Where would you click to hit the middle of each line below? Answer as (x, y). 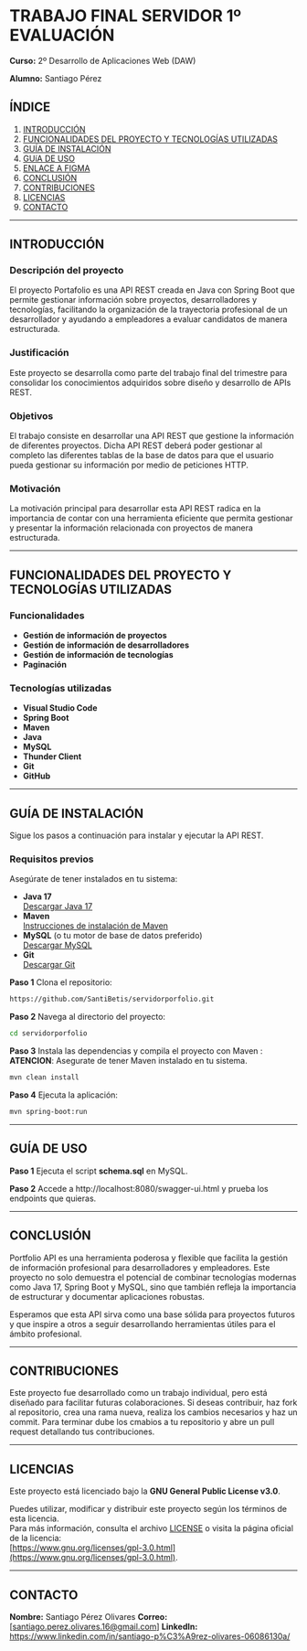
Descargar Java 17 (58, 906)
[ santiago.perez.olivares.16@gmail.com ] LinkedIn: (104, 1626)
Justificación (39, 353)
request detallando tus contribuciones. (82, 1431)
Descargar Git (49, 965)
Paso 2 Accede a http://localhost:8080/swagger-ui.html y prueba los (139, 1188)
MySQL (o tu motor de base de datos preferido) (112, 936)
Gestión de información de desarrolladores (106, 645)
